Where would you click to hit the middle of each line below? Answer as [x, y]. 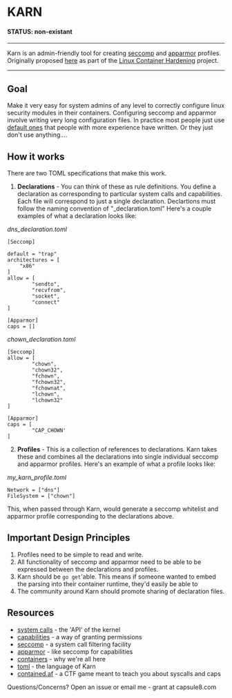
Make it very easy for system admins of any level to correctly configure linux [116, 106]
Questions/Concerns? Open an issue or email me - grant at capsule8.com [112, 687]
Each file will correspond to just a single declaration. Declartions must [116, 202]
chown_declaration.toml [41, 340]
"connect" [46, 302]
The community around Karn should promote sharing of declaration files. [121, 591]
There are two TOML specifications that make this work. [87, 173]
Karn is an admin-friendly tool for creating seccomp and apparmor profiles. [114, 53]
